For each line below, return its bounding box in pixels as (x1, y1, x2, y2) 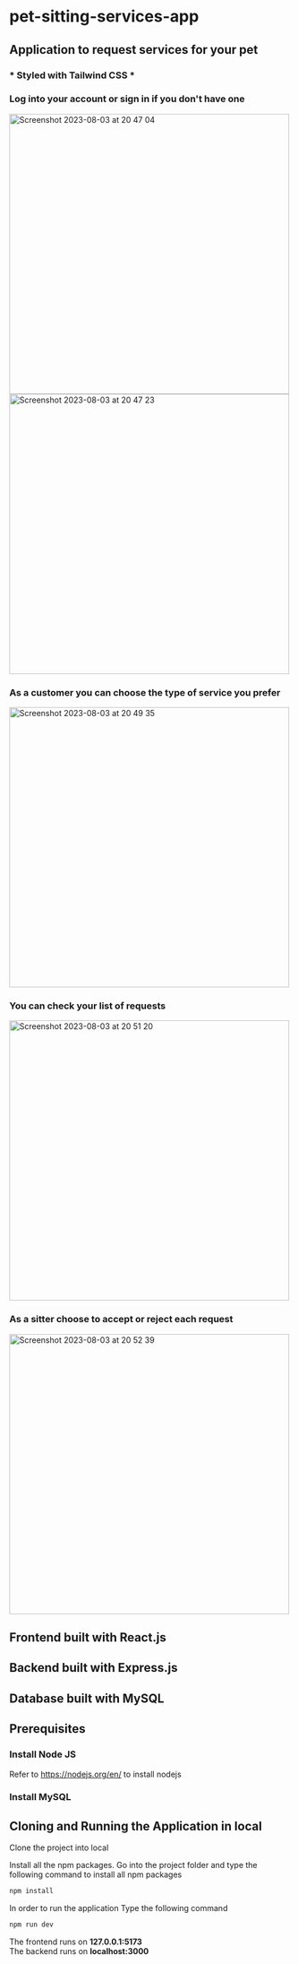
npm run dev (9, 1920, 54, 1929)
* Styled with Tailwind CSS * (9, 69, 136, 82)
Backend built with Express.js (9, 1660, 178, 1675)
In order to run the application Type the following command (9, 1903, 228, 1914)
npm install (9, 1887, 54, 1896)
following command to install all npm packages (9, 1869, 183, 1880)
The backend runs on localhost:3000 (9, 1946, 149, 1957)
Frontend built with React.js (9, 1630, 167, 1646)
